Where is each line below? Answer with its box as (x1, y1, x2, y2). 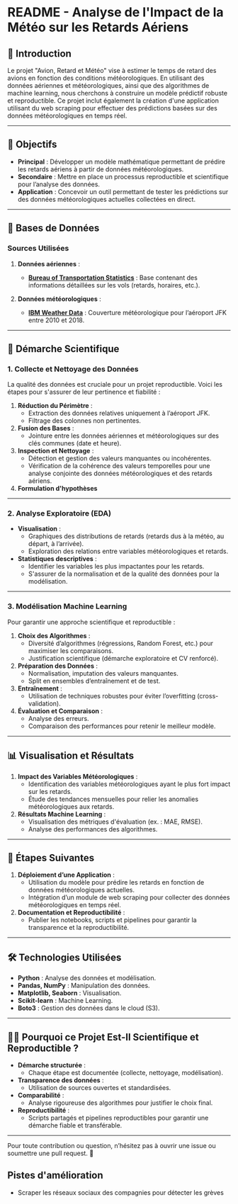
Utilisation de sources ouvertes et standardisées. (28, 1084, 171, 1092)
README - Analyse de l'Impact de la (7, 4, 225, 21)
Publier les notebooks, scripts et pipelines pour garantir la (28, 916, 197, 924)
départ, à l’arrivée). (28, 540, 84, 548)
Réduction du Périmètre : (17, 402, 93, 410)
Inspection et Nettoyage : (17, 447, 94, 455)
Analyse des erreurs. (28, 714, 90, 722)
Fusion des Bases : (17, 424, 74, 433)
